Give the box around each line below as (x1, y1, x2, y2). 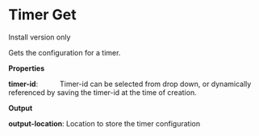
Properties (8, 63, 45, 73)
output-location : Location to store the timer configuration (8, 118, 200, 128)
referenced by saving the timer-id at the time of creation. (8, 87, 197, 97)
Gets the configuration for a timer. (8, 47, 121, 57)
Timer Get (8, 6, 77, 24)
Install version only (8, 32, 71, 42)
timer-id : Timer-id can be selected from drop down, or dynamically (8, 79, 252, 89)
